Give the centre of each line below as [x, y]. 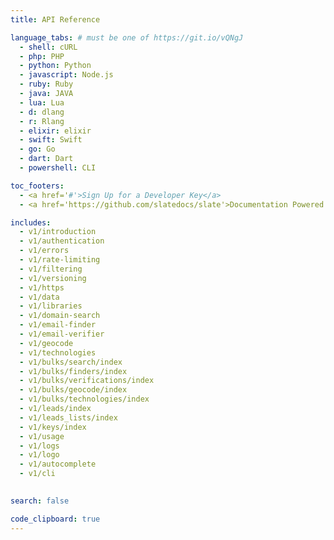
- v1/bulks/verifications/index [87, 381]
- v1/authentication [62, 241]
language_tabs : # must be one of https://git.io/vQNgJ [127, 37]
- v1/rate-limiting [60, 260]
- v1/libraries [51, 306]
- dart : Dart [46, 159]
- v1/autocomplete [58, 464]
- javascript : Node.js [66, 75]
